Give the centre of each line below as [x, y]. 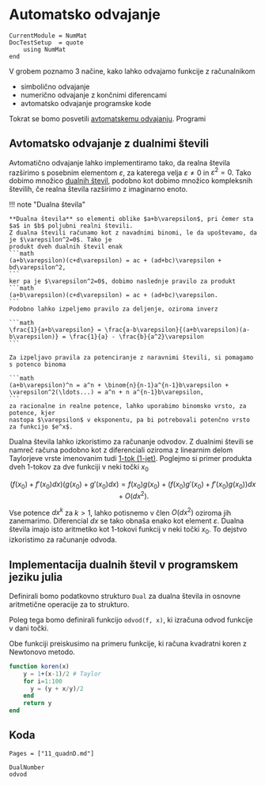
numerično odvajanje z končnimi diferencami [93, 95]
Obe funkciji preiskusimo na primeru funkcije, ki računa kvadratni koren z [128, 643]
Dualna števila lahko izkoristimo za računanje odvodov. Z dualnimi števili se [131, 442]
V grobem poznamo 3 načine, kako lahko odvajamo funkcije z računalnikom [132, 71]
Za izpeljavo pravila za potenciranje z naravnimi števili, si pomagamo [131, 358]
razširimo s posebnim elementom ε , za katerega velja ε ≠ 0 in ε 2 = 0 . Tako [130, 172]
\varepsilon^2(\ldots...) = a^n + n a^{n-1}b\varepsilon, [106, 392]
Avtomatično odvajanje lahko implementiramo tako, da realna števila [119, 162]
